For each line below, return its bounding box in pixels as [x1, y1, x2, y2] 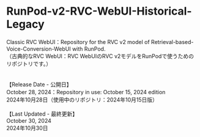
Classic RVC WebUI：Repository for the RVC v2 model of [6, 38, 150, 45]
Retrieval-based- [150, 38, 194, 45]
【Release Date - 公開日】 [6, 81, 72, 88]
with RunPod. [72, 45, 106, 53]
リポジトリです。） [6, 60, 52, 67]
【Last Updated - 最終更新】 [6, 110, 78, 117]
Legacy [6, 17, 45, 31]
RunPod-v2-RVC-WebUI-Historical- [6, 4, 192, 18]
